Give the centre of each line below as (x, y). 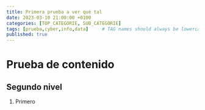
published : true (27, 35)
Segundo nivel (34, 87)
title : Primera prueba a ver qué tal (54, 12)
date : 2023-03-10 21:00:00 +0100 (49, 18)
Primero (25, 101)
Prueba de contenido (60, 65)
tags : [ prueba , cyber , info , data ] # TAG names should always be (92, 29)
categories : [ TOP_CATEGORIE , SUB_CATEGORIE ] (64, 23)
